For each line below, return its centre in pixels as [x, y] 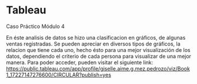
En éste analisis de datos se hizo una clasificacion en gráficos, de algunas [96, 37]
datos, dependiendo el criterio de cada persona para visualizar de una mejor [99, 56]
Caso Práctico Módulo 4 [35, 26]
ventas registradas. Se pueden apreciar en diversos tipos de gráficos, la [93, 44]
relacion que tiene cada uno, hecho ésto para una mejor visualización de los [98, 50]
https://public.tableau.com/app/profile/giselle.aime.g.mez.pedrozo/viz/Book [98, 68]
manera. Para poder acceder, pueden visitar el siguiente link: [80, 62]
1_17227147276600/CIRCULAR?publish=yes [59, 75]
